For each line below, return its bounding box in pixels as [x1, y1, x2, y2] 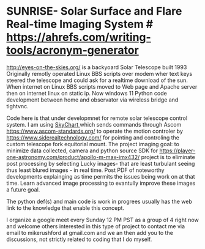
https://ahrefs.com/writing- [6, 31, 151, 44]
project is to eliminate [141, 153, 196, 160]
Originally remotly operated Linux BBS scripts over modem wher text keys [6, 70, 193, 77]
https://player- [158, 147, 196, 154]
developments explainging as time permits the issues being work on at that [6, 173, 195, 180]
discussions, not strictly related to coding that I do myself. [6, 236, 152, 243]
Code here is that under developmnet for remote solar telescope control [6, 114, 188, 122]
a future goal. [6, 185, 40, 193]
